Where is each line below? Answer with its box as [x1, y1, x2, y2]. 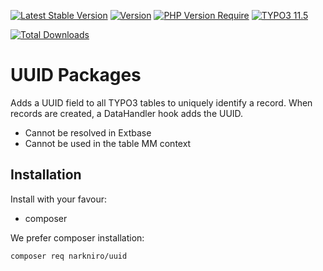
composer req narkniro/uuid [10, 251, 128, 261]
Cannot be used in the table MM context [24, 137, 192, 149]
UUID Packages [10, 64, 142, 87]
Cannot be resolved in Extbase [24, 126, 152, 139]
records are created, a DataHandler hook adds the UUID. [10, 107, 244, 119]
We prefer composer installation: [10, 231, 145, 244]
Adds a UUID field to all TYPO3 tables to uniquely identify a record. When [10, 96, 313, 109]
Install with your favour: [10, 193, 107, 205]
